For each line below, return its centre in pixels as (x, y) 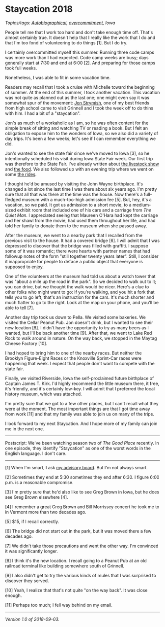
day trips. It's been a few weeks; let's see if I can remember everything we (81, 139)
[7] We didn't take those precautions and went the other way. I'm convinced (82, 546)
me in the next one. (25, 429)
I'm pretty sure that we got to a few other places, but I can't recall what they (82, 403)
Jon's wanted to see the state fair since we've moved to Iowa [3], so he (77, 153)
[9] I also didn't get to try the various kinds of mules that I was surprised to (81, 575)
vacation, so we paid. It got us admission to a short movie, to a (68, 205)
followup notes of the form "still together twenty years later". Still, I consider (82, 256)
